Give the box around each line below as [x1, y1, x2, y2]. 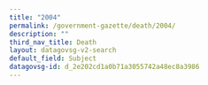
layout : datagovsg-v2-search [9, 46, 117, 55]
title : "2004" [9, 12, 62, 22]
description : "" [9, 29, 69, 38]
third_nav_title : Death [9, 37, 97, 47]
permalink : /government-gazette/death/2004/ [9, 21, 176, 30]
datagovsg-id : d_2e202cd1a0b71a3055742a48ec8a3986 [9, 63, 200, 72]
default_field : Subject [9, 54, 97, 63]
